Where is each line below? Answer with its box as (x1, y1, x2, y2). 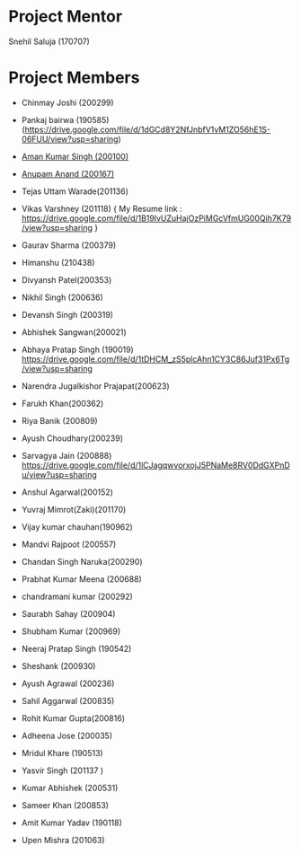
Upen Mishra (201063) (21, 834, 105, 845)
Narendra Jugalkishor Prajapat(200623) (21, 380, 170, 392)
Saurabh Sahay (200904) (21, 608, 116, 619)
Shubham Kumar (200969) (21, 626, 121, 637)
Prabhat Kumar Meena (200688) (21, 573, 143, 585)
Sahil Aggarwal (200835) (21, 695, 115, 706)
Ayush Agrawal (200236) (21, 678, 115, 689)
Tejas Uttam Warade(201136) (21, 186, 129, 197)
